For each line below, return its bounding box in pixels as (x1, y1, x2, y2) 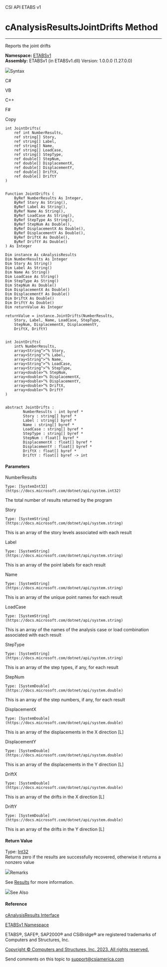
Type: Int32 (5, 849, 29, 855)
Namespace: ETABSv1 (5, 52, 51, 58)
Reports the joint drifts (5, 42, 51, 49)
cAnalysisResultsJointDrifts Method (5, 22, 158, 33)
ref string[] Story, (14, 135, 57, 139)
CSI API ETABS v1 (5, 4, 41, 10)
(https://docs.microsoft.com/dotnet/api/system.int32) (5, 488, 121, 494)
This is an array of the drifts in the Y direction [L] (5, 827, 105, 832)
